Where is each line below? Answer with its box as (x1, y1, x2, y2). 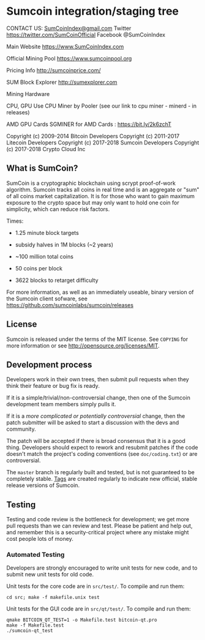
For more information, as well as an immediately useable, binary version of (6, 288, 194, 296)
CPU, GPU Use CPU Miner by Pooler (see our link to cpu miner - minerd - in (6, 102, 197, 110)
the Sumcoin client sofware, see (6, 295, 88, 302)
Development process (6, 359, 92, 370)
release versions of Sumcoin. (6, 482, 80, 489)
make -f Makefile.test (6, 622, 64, 628)
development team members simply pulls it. (6, 401, 116, 408)
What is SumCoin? (6, 163, 78, 174)
